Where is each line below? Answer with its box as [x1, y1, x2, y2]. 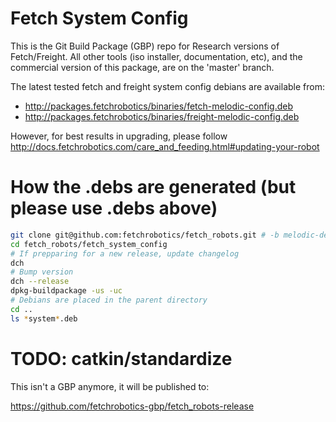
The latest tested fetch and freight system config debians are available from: [10, 80, 325, 92]
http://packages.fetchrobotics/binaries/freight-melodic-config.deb [24, 110, 300, 122]
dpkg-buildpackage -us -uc [10, 286, 123, 296]
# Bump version [10, 267, 74, 277]
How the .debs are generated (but [10, 176, 297, 199]
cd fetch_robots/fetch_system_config [10, 239, 168, 249]
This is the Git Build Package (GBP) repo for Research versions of [10, 40, 280, 52]
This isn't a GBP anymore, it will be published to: [10, 380, 210, 392]
